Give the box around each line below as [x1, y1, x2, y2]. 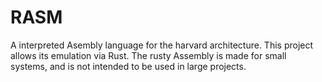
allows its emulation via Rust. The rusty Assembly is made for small [10, 49, 287, 61]
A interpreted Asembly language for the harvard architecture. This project [10, 39, 314, 51]
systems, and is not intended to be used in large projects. [10, 60, 247, 72]
